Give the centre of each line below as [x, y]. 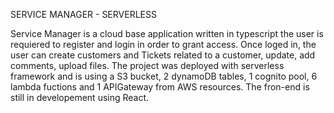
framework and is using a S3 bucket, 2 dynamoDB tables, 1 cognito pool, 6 [164, 76]
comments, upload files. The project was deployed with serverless [147, 65]
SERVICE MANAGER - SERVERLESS [83, 14]
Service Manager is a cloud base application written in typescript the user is [167, 33]
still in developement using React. [80, 97]
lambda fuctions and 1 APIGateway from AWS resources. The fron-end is [160, 87]
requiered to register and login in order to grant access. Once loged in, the [163, 44]
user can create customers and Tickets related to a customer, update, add [163, 55]
